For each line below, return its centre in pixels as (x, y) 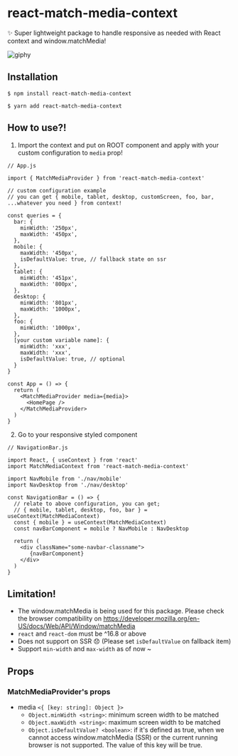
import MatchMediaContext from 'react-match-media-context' (98, 466)
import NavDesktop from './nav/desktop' (68, 485)
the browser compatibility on (59, 618)
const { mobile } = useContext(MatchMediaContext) (90, 522)
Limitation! (32, 594)
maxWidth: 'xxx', (46, 353)
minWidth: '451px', (49, 278)
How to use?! (37, 128)
